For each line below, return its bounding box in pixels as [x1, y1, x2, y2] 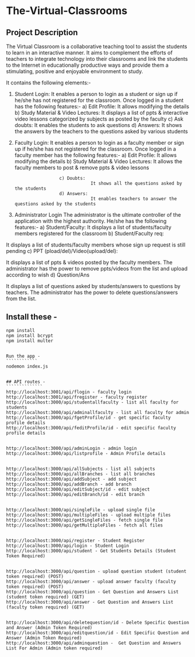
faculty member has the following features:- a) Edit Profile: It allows [14, 152, 177, 159]
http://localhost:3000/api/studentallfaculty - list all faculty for [6, 399, 179, 405]
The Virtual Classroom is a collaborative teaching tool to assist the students [6, 43, 187, 50]
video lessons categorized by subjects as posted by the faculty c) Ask [14, 115, 184, 122]
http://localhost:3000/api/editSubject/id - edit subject [6, 486, 150, 492]
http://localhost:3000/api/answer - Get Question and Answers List [6, 599, 174, 605]
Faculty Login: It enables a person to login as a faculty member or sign [14, 139, 184, 146]
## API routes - [6, 379, 46, 385]
